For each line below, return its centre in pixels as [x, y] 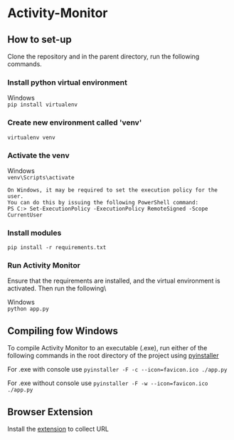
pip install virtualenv [43, 105]
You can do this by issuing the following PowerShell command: [103, 202]
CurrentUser [25, 215]
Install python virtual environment [68, 82]
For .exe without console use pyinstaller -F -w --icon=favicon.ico [108, 383]
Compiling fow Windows [63, 331]
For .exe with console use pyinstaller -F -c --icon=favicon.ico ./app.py [117, 370]
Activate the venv [38, 155]
